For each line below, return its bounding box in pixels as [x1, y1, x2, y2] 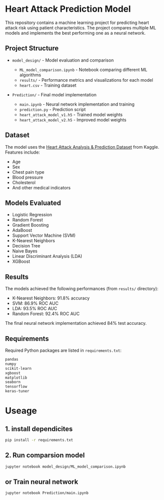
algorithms [19, 72, 42, 78]
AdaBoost [12, 227, 32, 233]
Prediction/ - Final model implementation [12, 91, 97, 97]
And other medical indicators [12, 184, 71, 190]
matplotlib [5, 375, 27, 380]
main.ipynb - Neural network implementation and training [19, 101, 135, 107]
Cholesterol [12, 180, 36, 185]
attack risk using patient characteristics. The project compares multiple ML [5, 24, 157, 30]
